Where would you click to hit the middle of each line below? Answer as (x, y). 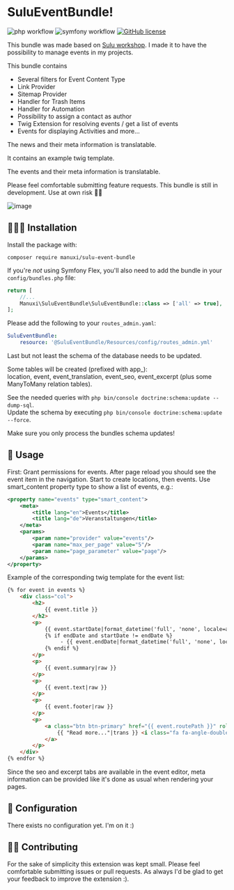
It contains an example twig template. (61, 158)
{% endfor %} (26, 759)
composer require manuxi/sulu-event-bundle (71, 257)
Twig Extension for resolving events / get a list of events (98, 123)
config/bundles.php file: (41, 278)
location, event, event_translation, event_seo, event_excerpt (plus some (110, 376)
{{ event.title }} (71, 610)
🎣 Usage (25, 455)
